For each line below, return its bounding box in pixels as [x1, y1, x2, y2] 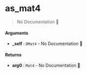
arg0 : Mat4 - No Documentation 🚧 [12, 62, 81, 68]
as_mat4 [5, 3, 41, 14]
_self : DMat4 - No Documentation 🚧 [12, 41, 83, 46]
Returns [5, 52, 22, 58]
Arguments [5, 30, 29, 36]
